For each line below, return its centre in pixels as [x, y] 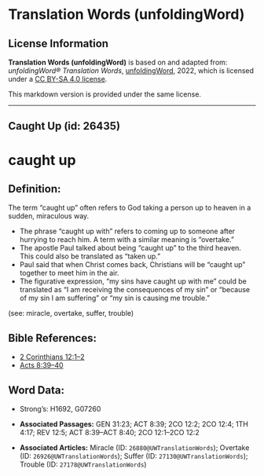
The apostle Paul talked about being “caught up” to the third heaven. [130, 248]
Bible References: [52, 338]
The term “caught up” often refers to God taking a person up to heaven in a [130, 208]
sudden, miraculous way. [49, 216]
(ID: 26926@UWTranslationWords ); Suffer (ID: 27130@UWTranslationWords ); [134, 456]
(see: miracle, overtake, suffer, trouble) [71, 313]
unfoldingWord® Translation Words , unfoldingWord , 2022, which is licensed [131, 71]
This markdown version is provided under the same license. [105, 94]
